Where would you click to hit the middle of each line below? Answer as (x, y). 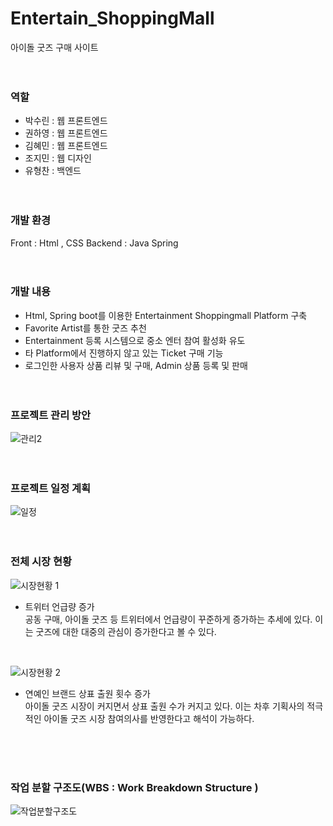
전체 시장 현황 (41, 562)
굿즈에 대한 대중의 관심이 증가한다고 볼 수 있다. (126, 631)
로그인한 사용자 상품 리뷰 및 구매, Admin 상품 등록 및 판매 (136, 365)
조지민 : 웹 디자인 (58, 158)
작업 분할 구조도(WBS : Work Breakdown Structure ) (134, 787)
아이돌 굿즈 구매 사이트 (54, 47)
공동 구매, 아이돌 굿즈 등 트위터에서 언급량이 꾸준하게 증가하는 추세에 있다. (168, 619)
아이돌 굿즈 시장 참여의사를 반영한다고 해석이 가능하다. (149, 718)
